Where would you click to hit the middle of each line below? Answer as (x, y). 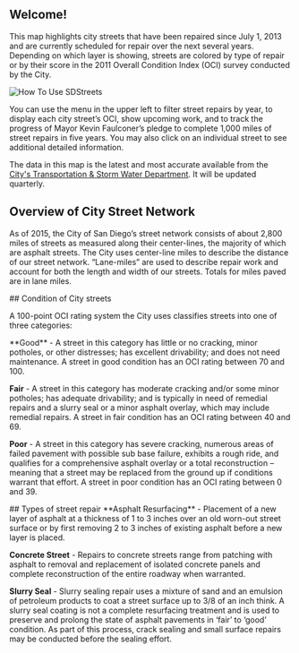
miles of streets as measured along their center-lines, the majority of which (148, 243)
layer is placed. (37, 537)
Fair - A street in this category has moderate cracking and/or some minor (145, 388)
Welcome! (38, 15)
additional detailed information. (67, 147)
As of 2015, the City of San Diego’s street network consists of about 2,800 (146, 233)
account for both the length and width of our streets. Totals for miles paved (148, 271)
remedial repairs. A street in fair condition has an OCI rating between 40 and (150, 417)
